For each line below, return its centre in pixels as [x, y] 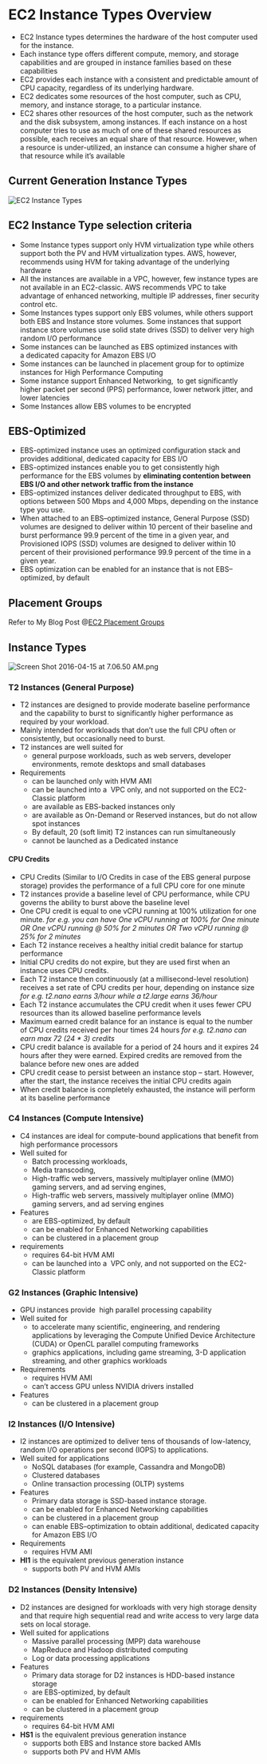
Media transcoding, [63, 1170]
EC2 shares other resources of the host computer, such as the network [136, 113]
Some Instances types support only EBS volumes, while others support [136, 313]
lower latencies [45, 397]
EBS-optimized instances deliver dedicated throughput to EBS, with [130, 493]
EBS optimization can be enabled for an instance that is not [117, 569]
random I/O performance [61, 338]
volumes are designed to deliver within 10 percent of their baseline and [136, 527]
